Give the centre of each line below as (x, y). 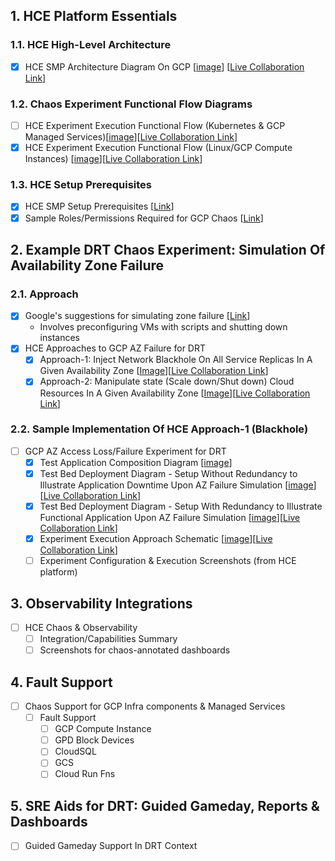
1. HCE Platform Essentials (94, 16)
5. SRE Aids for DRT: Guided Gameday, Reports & (165, 805)
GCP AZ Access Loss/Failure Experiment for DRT (125, 451)
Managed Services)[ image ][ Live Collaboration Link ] (131, 137)
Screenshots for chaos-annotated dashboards (135, 650)
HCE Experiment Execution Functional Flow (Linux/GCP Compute (158, 148)
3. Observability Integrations (101, 603)
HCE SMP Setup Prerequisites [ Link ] (99, 206)
